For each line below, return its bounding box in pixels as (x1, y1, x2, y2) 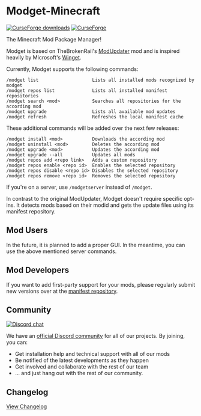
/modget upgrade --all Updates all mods (6, 151, 136, 158)
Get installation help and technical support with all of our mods (14, 350, 170, 358)
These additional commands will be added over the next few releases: (6, 124, 179, 132)
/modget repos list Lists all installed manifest (6, 87, 168, 94)
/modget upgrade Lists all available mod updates (6, 108, 176, 115)
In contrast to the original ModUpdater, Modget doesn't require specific (6, 195, 183, 202)
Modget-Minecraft (6, 4, 100, 18)
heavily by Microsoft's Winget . (6, 54, 82, 61)
